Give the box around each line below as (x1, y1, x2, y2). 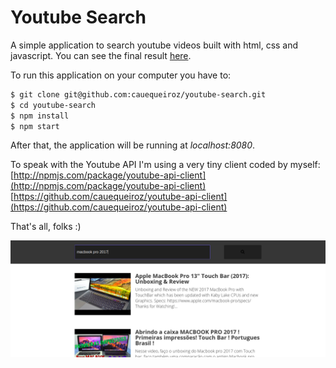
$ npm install (10, 111, 70, 121)
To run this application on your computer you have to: (10, 69, 232, 81)
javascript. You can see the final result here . (10, 49, 192, 61)
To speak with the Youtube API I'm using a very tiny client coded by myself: (10, 159, 321, 171)
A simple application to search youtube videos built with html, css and (10, 39, 299, 51)
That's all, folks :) (10, 221, 82, 233)
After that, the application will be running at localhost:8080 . (10, 139, 256, 151)
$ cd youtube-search (10, 100, 97, 110)
